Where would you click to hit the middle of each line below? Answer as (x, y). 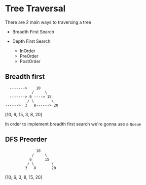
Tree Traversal (35, 9)
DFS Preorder (26, 139)
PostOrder (30, 61)
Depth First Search (31, 41)
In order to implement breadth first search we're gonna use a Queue (73, 124)
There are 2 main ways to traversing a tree (48, 22)
